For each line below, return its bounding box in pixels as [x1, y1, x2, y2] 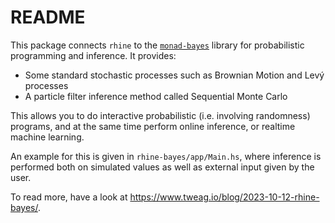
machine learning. [10, 131, 85, 143]
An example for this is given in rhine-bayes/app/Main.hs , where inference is [10, 150, 322, 162]
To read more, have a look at [10, 191, 128, 203]
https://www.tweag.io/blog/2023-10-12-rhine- [129, 191, 320, 203]
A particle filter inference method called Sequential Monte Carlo [24, 90, 288, 102]
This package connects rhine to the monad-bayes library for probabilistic [10, 39, 305, 51]
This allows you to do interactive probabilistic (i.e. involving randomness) [10, 109, 311, 121]
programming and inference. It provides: [10, 49, 177, 61]
